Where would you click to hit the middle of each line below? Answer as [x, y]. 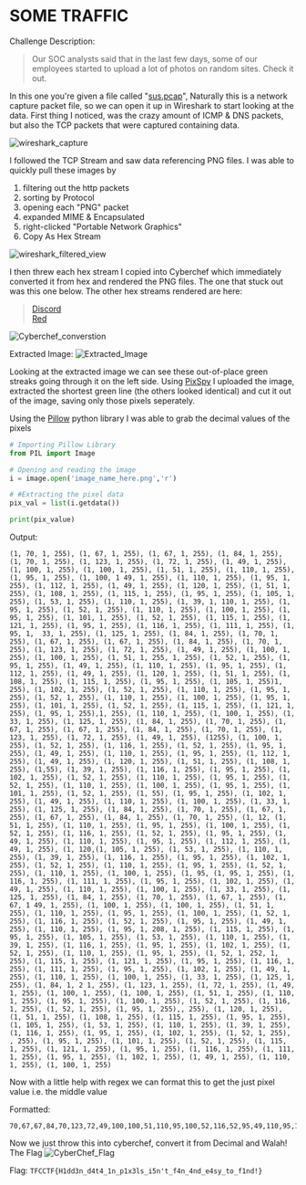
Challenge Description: [52, 41]
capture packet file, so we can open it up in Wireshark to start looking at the [152, 105]
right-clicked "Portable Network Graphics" [102, 226]
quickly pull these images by [63, 170]
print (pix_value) [42, 520]
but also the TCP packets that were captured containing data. [124, 125]
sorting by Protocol [58, 197]
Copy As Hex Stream [62, 236]
